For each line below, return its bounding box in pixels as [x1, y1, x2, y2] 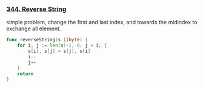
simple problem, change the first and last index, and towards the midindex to [6, 19, 198, 26]
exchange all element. [6, 25, 61, 32]
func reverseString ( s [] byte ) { [6, 37, 88, 43]
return [17, 70, 34, 77]
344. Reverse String [6, 5, 67, 13]
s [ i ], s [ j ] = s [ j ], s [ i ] [28, 48, 91, 55]
